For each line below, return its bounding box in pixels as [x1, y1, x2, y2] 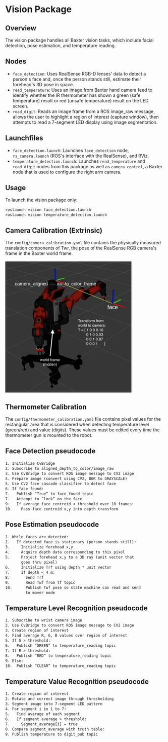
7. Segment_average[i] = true [5, 722, 78, 727]
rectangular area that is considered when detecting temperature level [5, 422, 149, 428]
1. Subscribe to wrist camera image [5, 618, 82, 623]
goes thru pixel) [21, 560, 58, 565]
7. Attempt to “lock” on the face [5, 496, 82, 501]
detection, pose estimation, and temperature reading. [5, 43, 116, 49]
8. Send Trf [5, 575, 44, 580]
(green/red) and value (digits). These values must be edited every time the [5, 427, 160, 433]
